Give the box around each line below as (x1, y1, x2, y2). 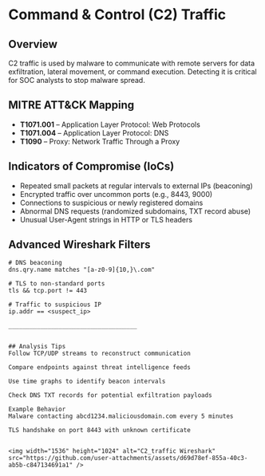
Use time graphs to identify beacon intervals (8, 377, 166, 386)
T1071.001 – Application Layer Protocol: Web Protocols (19, 120, 201, 129)
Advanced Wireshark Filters (8, 238, 151, 252)
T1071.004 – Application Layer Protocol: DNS (19, 128, 169, 137)
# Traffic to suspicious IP (8, 301, 102, 309)
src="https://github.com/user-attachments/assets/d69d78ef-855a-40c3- (8, 454, 248, 462)
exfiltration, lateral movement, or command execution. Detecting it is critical (8, 67, 257, 77)
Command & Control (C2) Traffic (8, 6, 226, 24)
